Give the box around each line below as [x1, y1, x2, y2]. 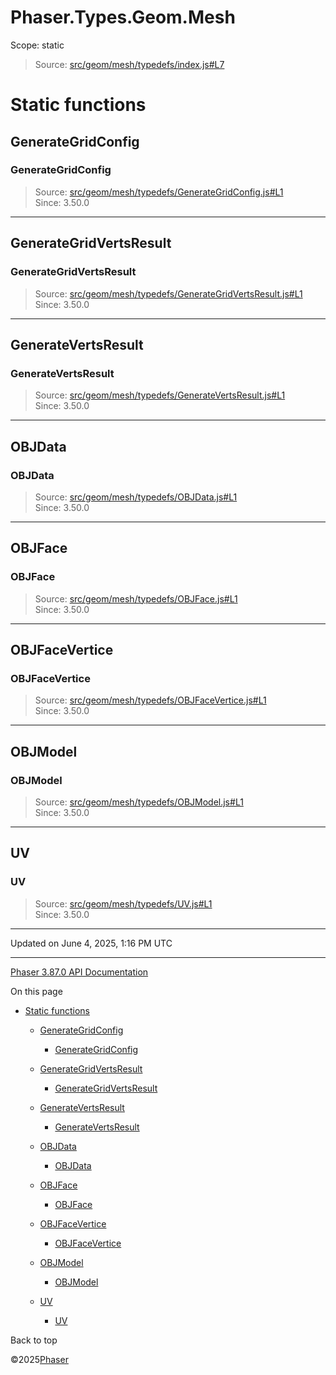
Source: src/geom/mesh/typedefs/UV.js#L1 [34, 897, 213, 910]
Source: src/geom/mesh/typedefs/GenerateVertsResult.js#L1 [34, 389, 286, 401]
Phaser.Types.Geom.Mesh [10, 6, 236, 29]
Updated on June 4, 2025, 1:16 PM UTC [10, 937, 173, 949]
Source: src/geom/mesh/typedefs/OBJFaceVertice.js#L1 [34, 694, 267, 706]
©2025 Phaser [10, 1353, 69, 1365]
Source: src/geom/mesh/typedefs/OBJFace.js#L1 [34, 592, 238, 605]
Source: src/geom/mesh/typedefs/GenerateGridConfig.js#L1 [34, 186, 284, 198]
